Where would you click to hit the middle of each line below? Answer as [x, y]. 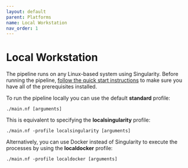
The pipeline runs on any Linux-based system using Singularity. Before [92, 74]
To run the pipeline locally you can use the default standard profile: [88, 98]
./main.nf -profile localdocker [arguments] [62, 159]
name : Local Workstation [37, 23]
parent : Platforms [29, 17]
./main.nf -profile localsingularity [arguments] [69, 131]
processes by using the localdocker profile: [59, 148]
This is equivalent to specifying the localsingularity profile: [78, 120]
